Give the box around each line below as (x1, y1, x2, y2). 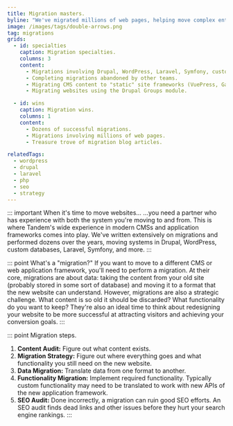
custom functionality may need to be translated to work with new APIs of (17, 382, 225, 390)
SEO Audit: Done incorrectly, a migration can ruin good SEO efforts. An (17, 396, 221, 405)
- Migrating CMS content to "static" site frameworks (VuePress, (25, 81, 218, 88)
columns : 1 (19, 113, 51, 120)
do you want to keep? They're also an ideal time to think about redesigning (7, 303, 221, 312)
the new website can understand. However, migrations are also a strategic (7, 288, 219, 296)
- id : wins (13, 100, 45, 107)
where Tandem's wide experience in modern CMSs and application (7, 223, 199, 232)
